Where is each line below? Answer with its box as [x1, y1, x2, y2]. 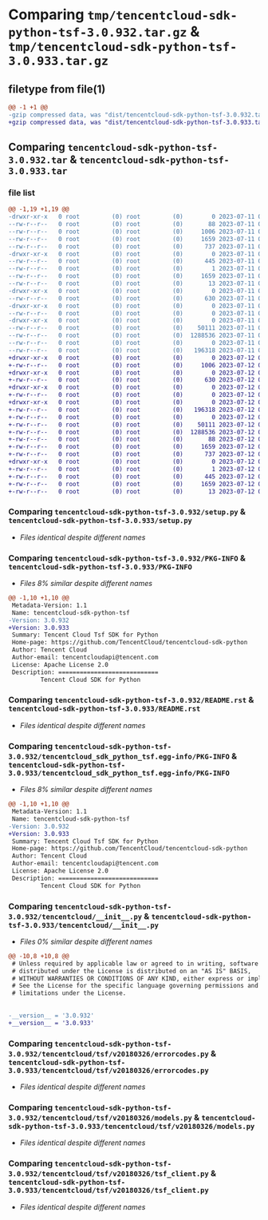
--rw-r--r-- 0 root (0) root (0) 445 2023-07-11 [8, 257, 255, 265]
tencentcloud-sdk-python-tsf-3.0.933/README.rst [8, 704, 201, 714]
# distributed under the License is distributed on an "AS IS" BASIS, [11, 967, 251, 975]
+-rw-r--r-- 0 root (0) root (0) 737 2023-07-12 [8, 450, 255, 458]
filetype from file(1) [8, 82, 106, 96]
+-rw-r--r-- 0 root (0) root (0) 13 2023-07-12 [8, 487, 255, 496]
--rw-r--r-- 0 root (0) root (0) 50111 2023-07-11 [8, 324, 255, 332]
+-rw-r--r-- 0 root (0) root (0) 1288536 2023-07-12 [8, 428, 255, 436]
